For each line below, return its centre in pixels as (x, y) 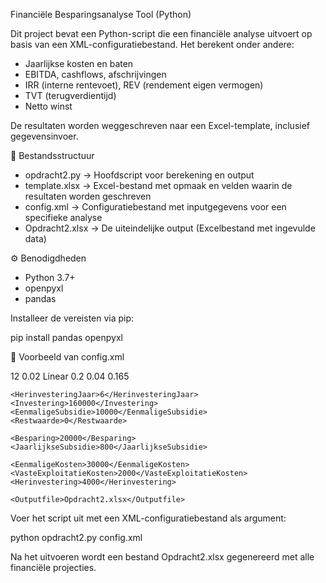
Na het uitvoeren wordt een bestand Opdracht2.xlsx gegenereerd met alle (162, 557)
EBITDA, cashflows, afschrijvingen (95, 74)
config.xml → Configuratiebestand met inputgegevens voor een (155, 207)
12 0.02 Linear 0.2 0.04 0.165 (70, 376)
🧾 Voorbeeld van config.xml (67, 357)
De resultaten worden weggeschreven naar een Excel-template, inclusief (160, 125)
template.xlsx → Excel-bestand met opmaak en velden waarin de (158, 185)
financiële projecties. (53, 567)
